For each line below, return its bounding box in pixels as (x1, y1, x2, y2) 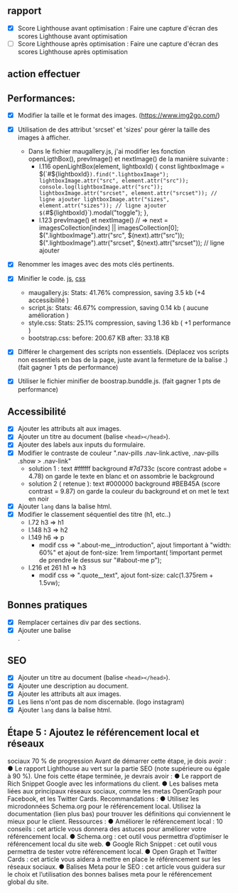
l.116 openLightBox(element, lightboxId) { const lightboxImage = (38, 162, 225, 171)
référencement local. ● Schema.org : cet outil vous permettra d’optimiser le (7, 832, 229, 840)
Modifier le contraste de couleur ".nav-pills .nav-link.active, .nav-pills (17, 449, 219, 457)
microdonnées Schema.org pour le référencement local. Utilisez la (7, 802, 201, 811)
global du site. (7, 877, 49, 886)
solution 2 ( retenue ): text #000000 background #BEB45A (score (28, 479, 220, 488)
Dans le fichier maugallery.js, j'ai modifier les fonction (28, 147, 185, 156)
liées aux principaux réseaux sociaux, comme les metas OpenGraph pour (7, 786, 222, 795)
